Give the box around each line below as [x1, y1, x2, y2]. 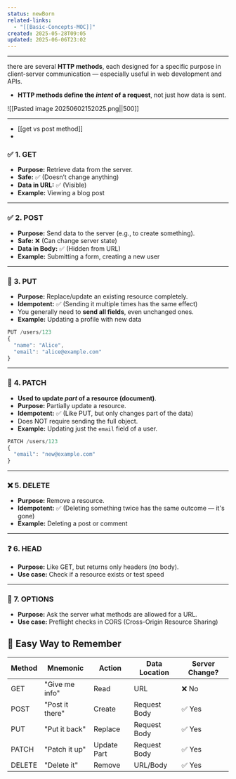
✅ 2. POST [7, 213, 44, 223]
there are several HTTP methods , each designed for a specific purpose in [7, 63, 221, 71]
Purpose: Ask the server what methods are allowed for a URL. [17, 610, 198, 619]
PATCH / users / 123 [7, 438, 58, 445]
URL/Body [133, 760, 168, 770]
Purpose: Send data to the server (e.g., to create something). [17, 229, 195, 237]
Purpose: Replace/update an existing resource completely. [17, 292, 188, 301]
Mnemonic [47, 663, 84, 673]
